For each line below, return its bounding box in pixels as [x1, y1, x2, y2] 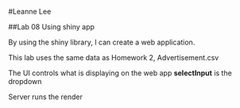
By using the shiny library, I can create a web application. [8, 37, 195, 47]
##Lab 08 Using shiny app [8, 22, 95, 31]
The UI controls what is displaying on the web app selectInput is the [8, 68, 232, 78]
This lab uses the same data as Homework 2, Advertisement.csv [8, 53, 219, 62]
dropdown [8, 77, 42, 86]
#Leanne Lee [8, 7, 52, 16]
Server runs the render [8, 92, 83, 102]
